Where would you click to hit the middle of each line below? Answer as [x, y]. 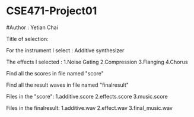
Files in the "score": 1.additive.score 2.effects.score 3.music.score [87, 96]
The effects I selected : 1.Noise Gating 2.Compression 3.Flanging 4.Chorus [97, 62]
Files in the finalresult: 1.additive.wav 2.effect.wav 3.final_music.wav [90, 107]
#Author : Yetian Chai [32, 27]
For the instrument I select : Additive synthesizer [65, 50]
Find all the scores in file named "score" [55, 73]
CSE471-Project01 [52, 11]
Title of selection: [27, 39]
